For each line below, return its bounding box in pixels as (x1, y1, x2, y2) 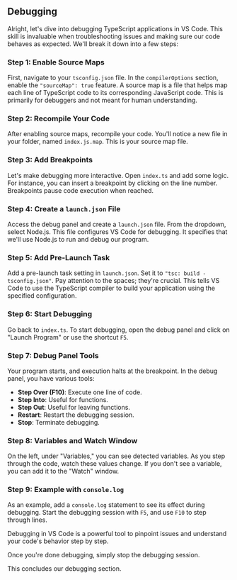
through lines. (7, 515, 48, 524)
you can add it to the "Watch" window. (7, 467, 119, 476)
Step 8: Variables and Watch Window (7, 435, 138, 445)
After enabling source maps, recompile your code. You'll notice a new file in (7, 130, 228, 138)
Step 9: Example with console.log (7, 485, 125, 495)
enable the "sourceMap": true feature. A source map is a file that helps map (7, 81, 228, 89)
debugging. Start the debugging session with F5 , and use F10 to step (7, 508, 207, 517)
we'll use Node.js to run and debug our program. (7, 235, 149, 243)
